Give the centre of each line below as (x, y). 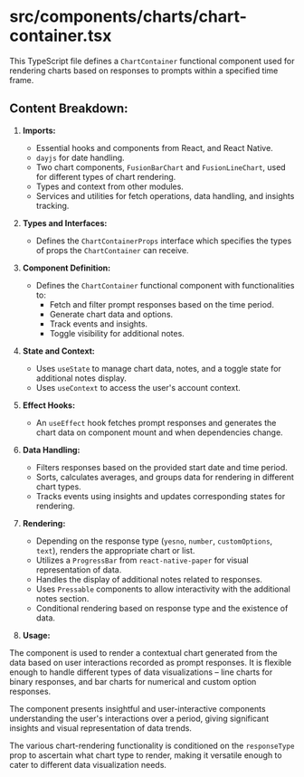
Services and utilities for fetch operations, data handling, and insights (165, 195)
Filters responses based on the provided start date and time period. (161, 467)
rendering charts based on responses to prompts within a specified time (144, 71)
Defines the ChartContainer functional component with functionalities (165, 285)
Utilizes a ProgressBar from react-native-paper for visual (142, 560)
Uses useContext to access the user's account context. (138, 387)
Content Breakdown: (69, 109)
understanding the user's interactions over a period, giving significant (139, 718)
